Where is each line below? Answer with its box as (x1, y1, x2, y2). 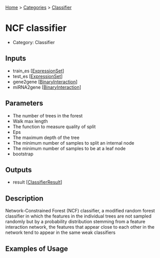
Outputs (5, 165, 32, 174)
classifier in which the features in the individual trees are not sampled (5, 213, 152, 220)
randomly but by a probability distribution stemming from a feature (5, 219, 146, 225)
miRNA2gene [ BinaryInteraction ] (12, 84, 82, 90)
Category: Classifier (12, 39, 55, 45)
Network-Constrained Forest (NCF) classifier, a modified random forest (5, 208, 155, 214)
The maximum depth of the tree (12, 134, 80, 141)
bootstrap (12, 151, 34, 157)
